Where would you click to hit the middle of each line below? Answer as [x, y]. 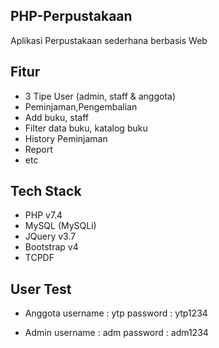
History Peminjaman [66, 138]
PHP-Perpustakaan [71, 16]
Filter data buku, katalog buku [86, 128]
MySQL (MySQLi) [60, 226]
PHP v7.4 [43, 215]
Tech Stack [46, 191]
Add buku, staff [57, 117]
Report [38, 149]
